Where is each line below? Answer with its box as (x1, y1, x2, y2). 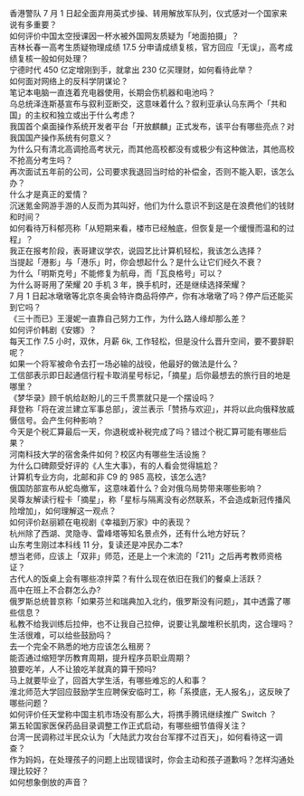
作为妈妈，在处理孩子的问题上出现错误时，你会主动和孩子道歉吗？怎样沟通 (9, 754, 287, 764)
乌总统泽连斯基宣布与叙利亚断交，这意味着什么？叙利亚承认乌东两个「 (9, 99, 271, 109)
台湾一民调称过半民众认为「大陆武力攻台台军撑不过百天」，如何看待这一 (9, 732, 275, 742)
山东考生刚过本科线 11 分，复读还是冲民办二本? (9, 539, 184, 550)
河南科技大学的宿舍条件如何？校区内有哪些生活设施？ (9, 449, 208, 460)
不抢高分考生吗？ (9, 155, 73, 166)
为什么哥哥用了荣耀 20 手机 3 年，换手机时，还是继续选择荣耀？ (9, 280, 247, 289)
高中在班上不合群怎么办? (9, 584, 101, 595)
